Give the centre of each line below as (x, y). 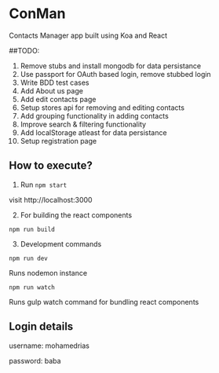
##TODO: (24, 50)
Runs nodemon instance (48, 272)
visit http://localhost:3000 (51, 199)
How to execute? (51, 166)
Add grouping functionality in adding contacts (95, 115)
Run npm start (44, 185)
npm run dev (28, 258)
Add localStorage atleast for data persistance (93, 132)
